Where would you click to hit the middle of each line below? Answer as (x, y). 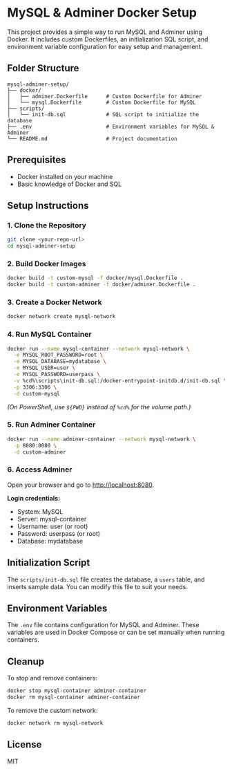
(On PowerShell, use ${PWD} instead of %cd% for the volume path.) (99, 407)
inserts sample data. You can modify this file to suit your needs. (97, 586)
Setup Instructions (48, 205)
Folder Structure (43, 68)
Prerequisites (37, 160)
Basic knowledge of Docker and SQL (69, 184)
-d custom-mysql (37, 393)
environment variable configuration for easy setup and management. (105, 46)
